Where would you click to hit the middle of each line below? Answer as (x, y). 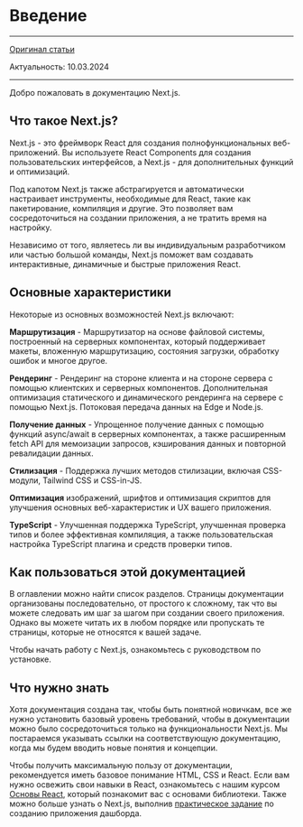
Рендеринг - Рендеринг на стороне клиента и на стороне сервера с (141, 378)
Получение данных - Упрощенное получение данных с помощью (137, 424)
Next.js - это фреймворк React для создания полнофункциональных (140, 143)
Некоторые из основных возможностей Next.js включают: (122, 314)
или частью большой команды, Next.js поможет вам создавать (132, 255)
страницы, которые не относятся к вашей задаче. (106, 632)
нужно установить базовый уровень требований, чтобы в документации (150, 720)
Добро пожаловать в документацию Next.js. (95, 92)
